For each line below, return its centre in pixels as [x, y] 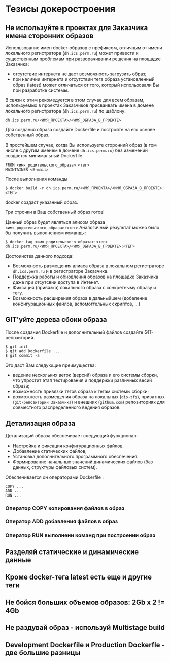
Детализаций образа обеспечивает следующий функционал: [72, 435]
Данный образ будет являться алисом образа [55, 222]
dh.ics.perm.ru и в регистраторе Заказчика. [60, 271]
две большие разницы [43, 653]
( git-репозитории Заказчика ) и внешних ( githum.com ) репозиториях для [89, 402]
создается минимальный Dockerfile [44, 156]
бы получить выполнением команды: [46, 233]
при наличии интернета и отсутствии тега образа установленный [83, 79]
